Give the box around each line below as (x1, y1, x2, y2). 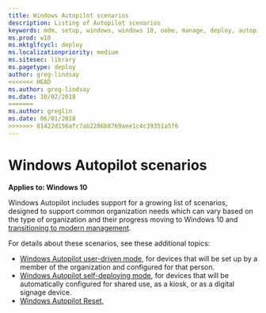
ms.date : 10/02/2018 (8, 93, 77, 101)
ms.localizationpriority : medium (8, 48, 119, 56)
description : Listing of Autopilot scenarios (8, 19, 161, 27)
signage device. (19, 287, 72, 297)
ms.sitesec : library (8, 56, 77, 64)
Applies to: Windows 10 (8, 182, 88, 192)
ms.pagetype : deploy (8, 63, 77, 71)
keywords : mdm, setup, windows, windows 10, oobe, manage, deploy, (8, 26, 236, 34)
